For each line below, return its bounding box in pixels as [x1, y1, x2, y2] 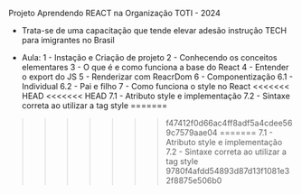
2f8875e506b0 [165, 175, 222, 186]
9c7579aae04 [165, 127, 218, 138]
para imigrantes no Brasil [21, 35, 115, 45]
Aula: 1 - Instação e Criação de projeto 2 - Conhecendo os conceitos [21, 52, 278, 62]
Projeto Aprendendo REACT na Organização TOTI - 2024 [8, 8, 221, 18]
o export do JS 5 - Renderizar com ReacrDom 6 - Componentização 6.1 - [21, 71, 293, 82]
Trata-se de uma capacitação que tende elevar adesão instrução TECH [21, 25, 287, 35]
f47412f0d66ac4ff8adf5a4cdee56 [165, 117, 293, 128]
